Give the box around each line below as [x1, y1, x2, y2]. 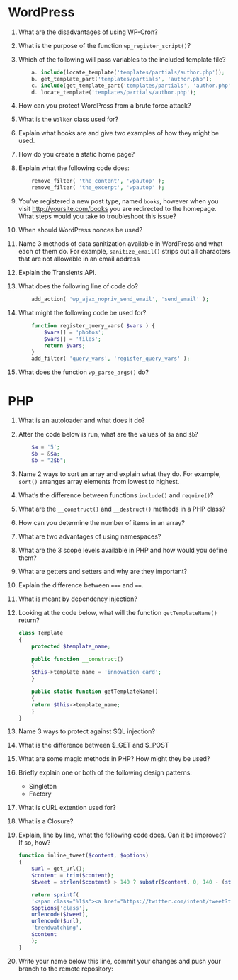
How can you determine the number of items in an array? [18, 518, 185, 526]
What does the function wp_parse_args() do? [18, 368, 149, 376]
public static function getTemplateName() [31, 688, 159, 695]
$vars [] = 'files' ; [44, 335, 101, 342]
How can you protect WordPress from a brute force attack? [18, 101, 191, 110]
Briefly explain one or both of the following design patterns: [18, 768, 192, 777]
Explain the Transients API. [18, 269, 97, 277]
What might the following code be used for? [18, 309, 147, 317]
